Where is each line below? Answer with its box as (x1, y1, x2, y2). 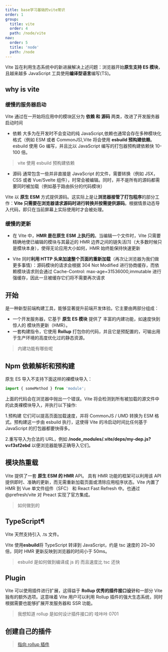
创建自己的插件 (5, 627, 52, 635)
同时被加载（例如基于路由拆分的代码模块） (17, 183, 105, 189)
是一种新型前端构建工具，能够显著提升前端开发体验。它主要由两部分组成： (5, 305, 159, 311)
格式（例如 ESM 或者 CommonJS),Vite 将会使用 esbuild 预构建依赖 (12, 137, 150, 143)
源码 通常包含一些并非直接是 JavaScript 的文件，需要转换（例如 (12, 171, 144, 177)
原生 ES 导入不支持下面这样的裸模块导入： (5, 376, 93, 382)
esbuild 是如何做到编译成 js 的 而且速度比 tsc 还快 (17, 559, 120, 565)
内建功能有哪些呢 (17, 346, 53, 352)
